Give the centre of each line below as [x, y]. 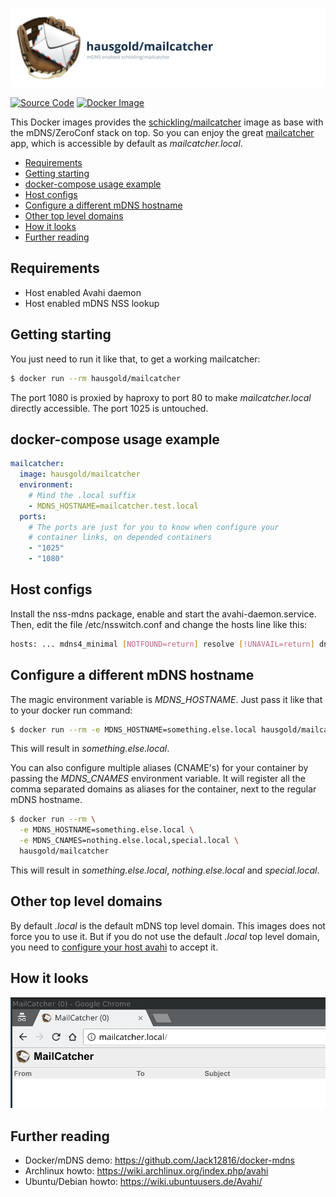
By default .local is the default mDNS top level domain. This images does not [168, 925]
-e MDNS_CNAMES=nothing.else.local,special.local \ [129, 841]
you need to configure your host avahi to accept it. [114, 947]
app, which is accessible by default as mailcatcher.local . [126, 143]
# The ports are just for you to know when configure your [154, 527]
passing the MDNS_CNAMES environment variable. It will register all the [158, 779]
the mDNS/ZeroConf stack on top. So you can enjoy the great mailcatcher [162, 132]
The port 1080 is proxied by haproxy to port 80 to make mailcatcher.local [161, 397]
